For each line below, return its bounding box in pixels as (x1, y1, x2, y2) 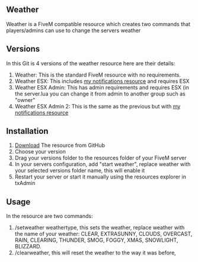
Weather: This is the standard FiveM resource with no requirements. (14, 71, 181, 78)
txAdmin (14, 180, 36, 187)
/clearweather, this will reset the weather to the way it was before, (14, 249, 176, 257)
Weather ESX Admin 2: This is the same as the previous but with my (14, 103, 181, 110)
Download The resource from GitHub (14, 142, 106, 149)
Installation (6, 126, 49, 136)
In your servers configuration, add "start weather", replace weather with (14, 161, 191, 168)
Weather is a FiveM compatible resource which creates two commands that (6, 20, 191, 27)
